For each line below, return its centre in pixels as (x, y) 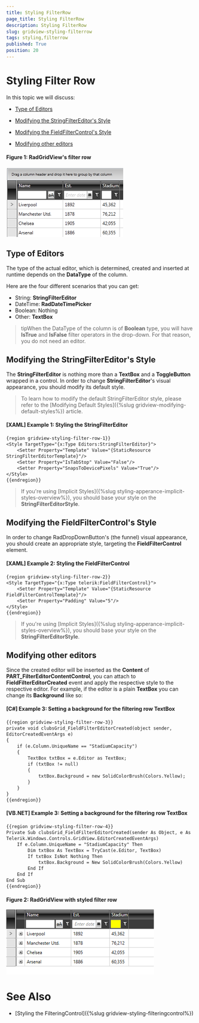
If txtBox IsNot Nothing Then (65, 857)
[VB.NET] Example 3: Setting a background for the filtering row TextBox (97, 813)
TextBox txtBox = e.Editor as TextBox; (77, 758)
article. (74, 411)
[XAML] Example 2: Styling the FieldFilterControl (68, 564)
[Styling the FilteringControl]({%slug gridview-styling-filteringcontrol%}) (104, 1013)
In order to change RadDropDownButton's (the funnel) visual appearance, (97, 537)
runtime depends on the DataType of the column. (67, 274)
